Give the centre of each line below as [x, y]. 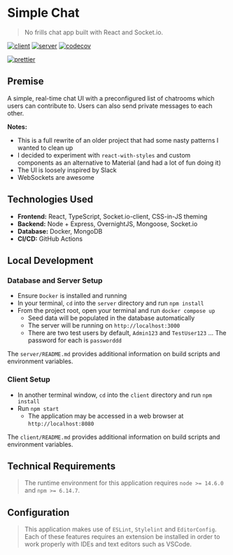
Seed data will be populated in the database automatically [111, 318]
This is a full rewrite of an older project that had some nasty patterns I [118, 140]
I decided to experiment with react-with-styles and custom [104, 155]
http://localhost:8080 [61, 424]
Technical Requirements [62, 466]
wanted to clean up [45, 148]
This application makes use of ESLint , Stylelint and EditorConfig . [120, 529]
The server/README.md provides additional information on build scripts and [114, 354]
